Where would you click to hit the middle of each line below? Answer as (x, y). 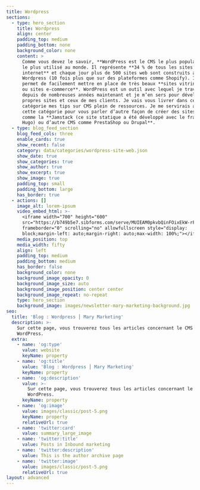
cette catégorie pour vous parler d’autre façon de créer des (101, 112)
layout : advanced (28, 478)
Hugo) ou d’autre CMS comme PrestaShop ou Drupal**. (89, 123)
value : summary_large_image (57, 433)
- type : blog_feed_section (45, 128)
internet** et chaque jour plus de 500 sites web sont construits (106, 73)
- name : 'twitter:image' (48, 461)
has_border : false (40, 267)
